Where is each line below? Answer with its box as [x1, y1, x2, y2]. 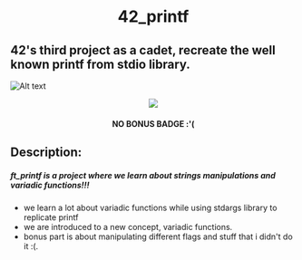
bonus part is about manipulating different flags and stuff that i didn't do [23, 231, 293, 242]
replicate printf [23, 211, 79, 223]
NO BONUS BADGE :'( [112, 118, 195, 129]
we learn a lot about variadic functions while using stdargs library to [23, 202, 278, 213]
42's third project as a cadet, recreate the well [10, 43, 276, 58]
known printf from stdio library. [10, 56, 190, 72]
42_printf [117, 6, 190, 27]
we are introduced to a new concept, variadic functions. [23, 221, 233, 232]
